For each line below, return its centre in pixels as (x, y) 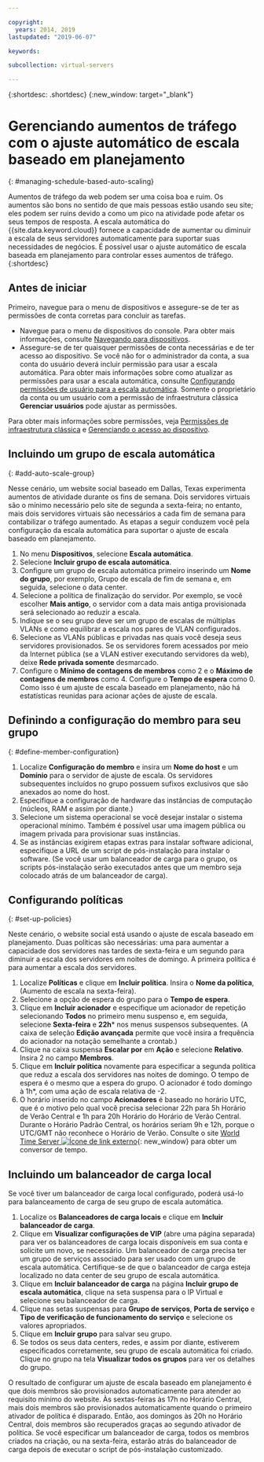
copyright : (26, 22)
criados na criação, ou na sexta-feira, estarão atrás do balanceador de (123, 1441)
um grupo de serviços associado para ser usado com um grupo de (127, 1259)
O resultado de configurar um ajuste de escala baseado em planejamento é (130, 1383)
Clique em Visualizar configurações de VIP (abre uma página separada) (137, 1234)
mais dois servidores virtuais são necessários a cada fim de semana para (127, 513)
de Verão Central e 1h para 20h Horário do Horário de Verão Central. (130, 1116)
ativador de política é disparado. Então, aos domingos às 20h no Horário (125, 1416)
